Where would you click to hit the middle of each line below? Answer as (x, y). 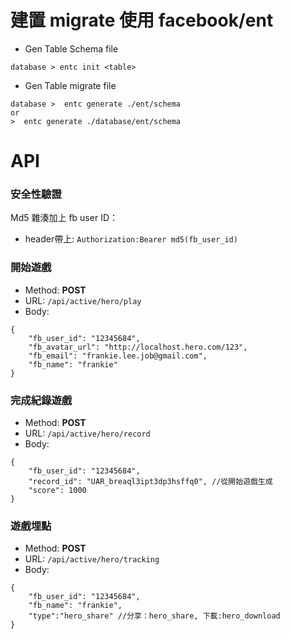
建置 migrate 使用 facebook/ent (142, 20)
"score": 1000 (57, 491)
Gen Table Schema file (71, 48)
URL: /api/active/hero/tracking (92, 559)
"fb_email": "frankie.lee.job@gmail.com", (118, 356)
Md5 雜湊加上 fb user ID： (64, 218)
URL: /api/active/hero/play (83, 300)
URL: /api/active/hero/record (87, 433)
